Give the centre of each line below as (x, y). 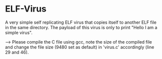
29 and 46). (17, 52)
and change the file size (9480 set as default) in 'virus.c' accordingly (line (80, 47)
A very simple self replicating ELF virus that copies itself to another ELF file (81, 22)
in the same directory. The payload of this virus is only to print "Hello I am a (81, 27)
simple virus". (19, 32)
